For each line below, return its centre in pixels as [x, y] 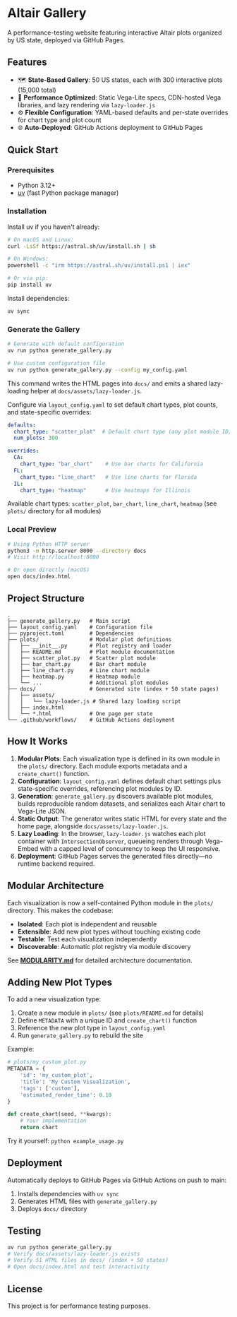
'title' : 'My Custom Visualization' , [75, 1082]
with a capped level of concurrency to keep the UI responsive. [130, 848]
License [25, 1289]
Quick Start [33, 150]
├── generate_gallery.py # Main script [69, 621]
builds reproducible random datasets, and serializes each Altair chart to [121, 804]
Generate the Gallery [44, 329]
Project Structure [46, 598]
